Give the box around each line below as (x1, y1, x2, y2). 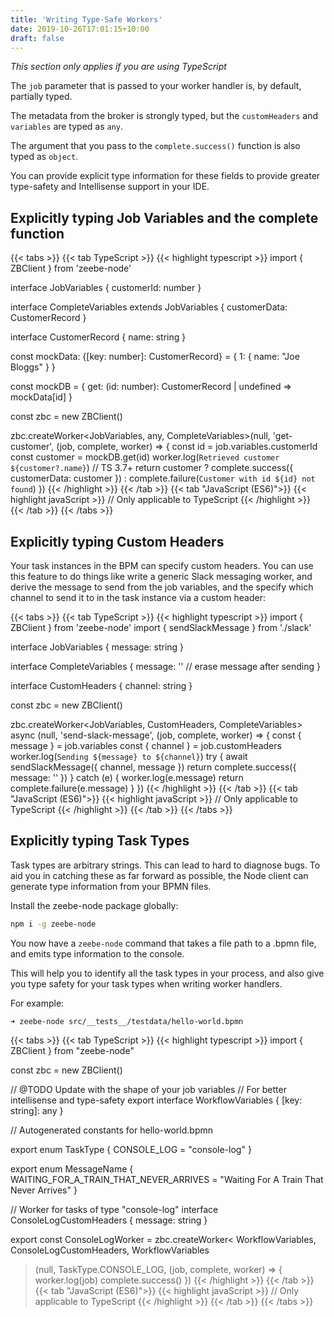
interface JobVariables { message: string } (10, 641, 185, 653)
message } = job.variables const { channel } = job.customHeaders (10, 740, 282, 751)
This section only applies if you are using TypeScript (10, 61, 227, 73)
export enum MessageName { (10, 1162, 134, 1175)
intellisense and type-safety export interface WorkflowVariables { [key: (10, 1094, 303, 1106)
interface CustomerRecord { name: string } (10, 331, 187, 343)
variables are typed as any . (10, 121, 124, 133)
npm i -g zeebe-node (10, 919, 97, 929)
